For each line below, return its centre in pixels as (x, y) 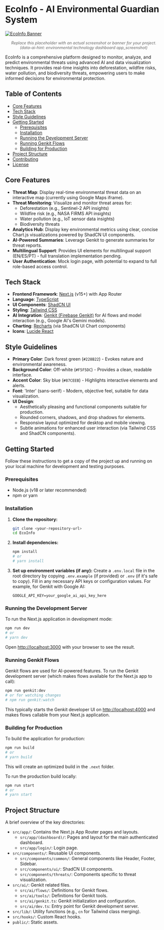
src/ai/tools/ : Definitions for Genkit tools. (64, 896)
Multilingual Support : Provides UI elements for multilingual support (82, 250)
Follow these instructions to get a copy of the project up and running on (79, 461)
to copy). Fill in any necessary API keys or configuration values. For (82, 581)
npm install (25, 552)
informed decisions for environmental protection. (55, 78)
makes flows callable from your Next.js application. (58, 715)
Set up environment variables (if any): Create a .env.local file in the (83, 570)
